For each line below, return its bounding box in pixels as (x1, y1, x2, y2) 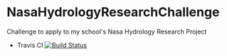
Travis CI (16, 41, 43, 49)
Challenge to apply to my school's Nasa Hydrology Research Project (6, 27, 207, 36)
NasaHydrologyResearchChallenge (6, 4, 220, 20)
